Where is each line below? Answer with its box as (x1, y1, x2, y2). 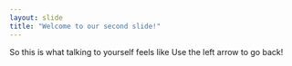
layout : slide (9, 13, 64, 23)
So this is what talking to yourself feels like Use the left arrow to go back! (9, 46, 284, 57)
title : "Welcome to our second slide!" (9, 22, 162, 31)
